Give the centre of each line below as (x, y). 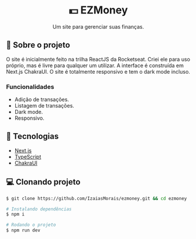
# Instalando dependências (39, 209)
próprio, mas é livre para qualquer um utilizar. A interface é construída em (95, 65)
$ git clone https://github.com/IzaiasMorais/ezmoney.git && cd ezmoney (97, 198)
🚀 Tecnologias (32, 136)
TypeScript (28, 157)
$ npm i (16, 214)
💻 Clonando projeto (43, 182)
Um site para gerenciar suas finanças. (98, 26)
